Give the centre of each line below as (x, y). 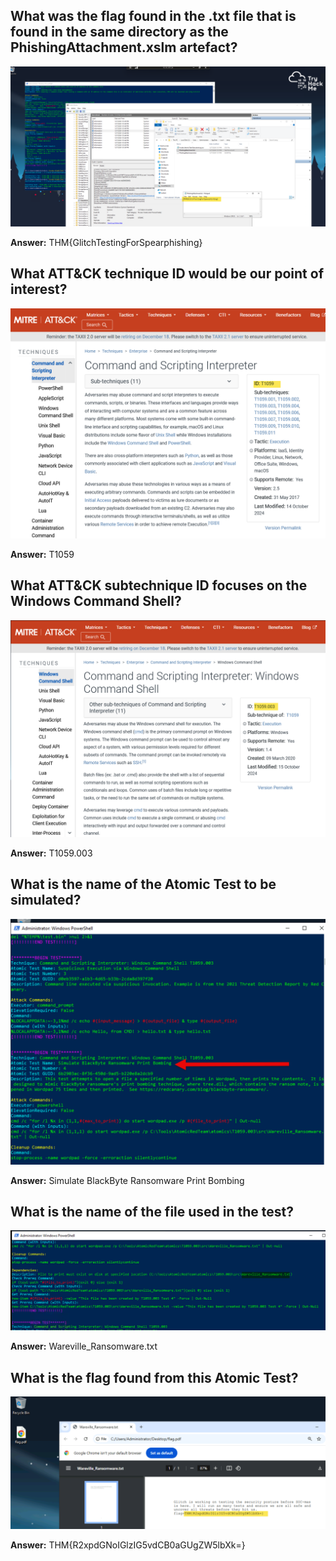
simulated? (46, 900)
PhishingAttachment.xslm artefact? (124, 47)
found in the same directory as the (119, 32)
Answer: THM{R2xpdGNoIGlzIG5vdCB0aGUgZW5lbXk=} (128, 1545)
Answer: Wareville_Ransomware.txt (84, 1346)
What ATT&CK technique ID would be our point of (167, 274)
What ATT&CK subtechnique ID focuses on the (159, 585)
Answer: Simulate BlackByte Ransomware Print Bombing (127, 1180)
